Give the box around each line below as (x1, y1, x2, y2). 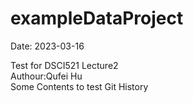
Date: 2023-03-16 (10, 40, 85, 52)
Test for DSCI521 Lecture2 (10, 59, 119, 71)
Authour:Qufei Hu (10, 70, 83, 82)
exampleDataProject (10, 7, 184, 30)
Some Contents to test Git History (10, 80, 149, 92)
